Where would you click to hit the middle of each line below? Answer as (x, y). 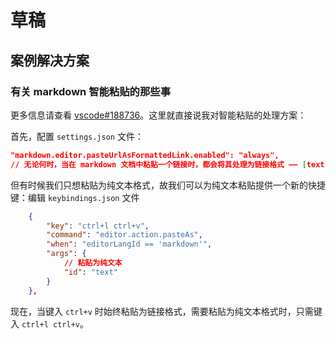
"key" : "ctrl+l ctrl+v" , (98, 226)
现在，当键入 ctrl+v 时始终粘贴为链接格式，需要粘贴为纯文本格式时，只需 (162, 311)
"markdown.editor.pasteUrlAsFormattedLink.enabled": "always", (145, 155)
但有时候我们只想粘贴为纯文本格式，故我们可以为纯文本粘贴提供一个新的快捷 (168, 185)
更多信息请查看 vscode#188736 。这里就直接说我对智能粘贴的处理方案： (158, 115)
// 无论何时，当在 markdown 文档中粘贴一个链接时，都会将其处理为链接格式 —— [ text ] (170, 164)
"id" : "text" (90, 272)
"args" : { (66, 254)
